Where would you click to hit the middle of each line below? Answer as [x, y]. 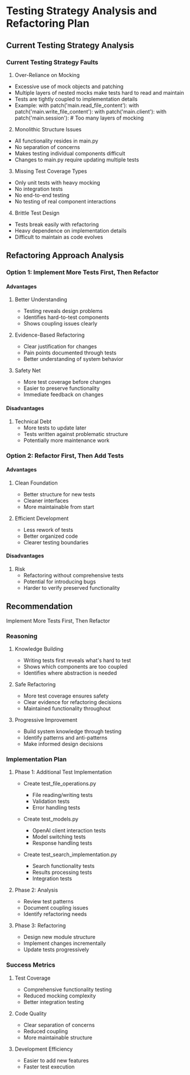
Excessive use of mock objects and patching [69, 86]
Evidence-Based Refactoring [50, 335]
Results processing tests [62, 872]
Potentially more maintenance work [66, 440]
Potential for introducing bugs [60, 582]
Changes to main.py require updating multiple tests [77, 159]
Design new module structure [59, 937]
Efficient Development [42, 518]
